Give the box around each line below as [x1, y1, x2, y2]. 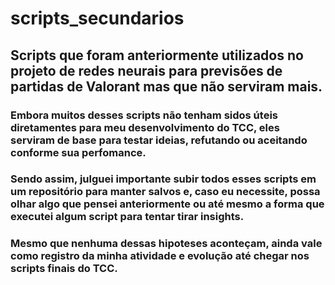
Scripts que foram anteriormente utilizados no [10, 47, 304, 64]
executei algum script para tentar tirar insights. [10, 210, 245, 224]
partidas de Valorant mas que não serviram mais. [10, 78, 323, 95]
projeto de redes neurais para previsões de [10, 62, 283, 79]
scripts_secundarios [10, 7, 185, 30]
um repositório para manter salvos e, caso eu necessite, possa [10, 185, 321, 199]
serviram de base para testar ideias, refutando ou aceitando [10, 133, 308, 147]
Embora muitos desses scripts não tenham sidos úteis [10, 108, 278, 122]
